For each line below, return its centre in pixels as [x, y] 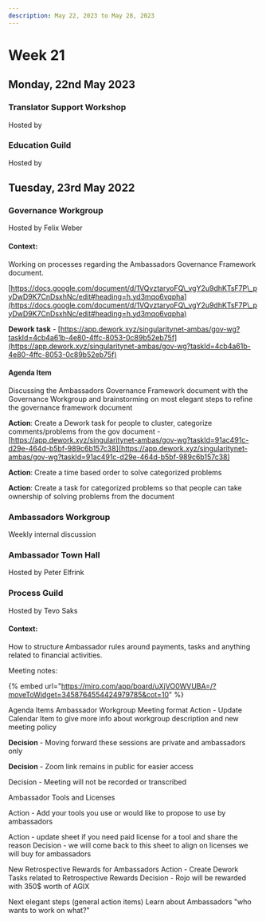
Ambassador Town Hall [54, 555]
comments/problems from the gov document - [84, 431]
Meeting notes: [33, 670]
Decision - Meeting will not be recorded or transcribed [98, 782]
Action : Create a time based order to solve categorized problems [115, 472]
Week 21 [37, 55]
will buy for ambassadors [50, 854]
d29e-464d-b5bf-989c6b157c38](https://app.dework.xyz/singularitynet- [128, 448]
